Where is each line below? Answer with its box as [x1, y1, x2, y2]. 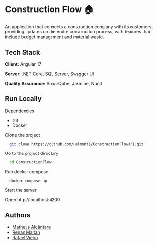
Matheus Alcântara [12, 224, 51, 230]
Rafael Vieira [12, 235, 38, 240]
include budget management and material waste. [5, 34, 104, 40]
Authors [5, 211, 31, 219]
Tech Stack [5, 48, 40, 57]
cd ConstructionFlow [9, 160, 52, 165]
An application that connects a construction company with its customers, [5, 23, 153, 30]
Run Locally [5, 94, 42, 103]
